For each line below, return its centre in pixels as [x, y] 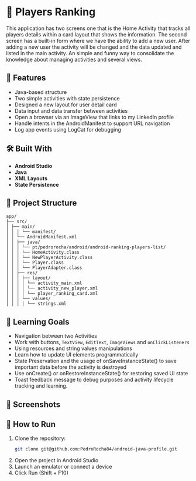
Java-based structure [41, 92]
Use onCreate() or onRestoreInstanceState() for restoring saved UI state [101, 374]
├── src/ [17, 222]
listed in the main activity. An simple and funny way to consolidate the [90, 53]
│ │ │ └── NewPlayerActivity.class [49, 258]
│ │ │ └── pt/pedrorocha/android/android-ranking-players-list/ [86, 247]
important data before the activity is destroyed [71, 367]
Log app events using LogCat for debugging [68, 129]
